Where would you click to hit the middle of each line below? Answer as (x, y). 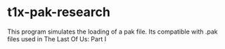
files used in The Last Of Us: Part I (57, 38)
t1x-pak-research (59, 12)
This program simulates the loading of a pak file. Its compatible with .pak (112, 31)
